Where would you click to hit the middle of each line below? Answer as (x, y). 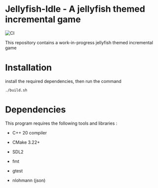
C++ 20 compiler (30, 133)
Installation (29, 68)
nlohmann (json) (29, 180)
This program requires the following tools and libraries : (61, 123)
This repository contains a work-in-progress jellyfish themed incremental (79, 42)
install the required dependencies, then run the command (63, 81)
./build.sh (16, 90)
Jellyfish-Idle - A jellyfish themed (75, 9)
